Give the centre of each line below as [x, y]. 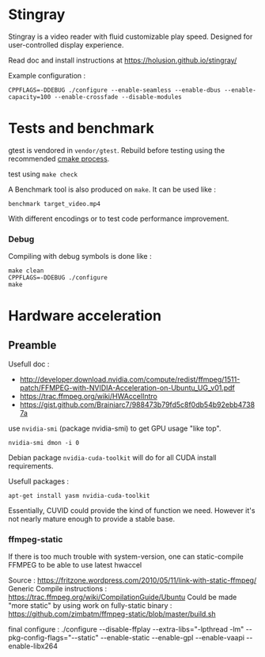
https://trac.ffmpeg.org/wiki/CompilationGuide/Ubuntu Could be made [123, 597]
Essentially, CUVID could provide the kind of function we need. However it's [132, 511]
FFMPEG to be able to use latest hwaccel [75, 565]
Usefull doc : [29, 364]
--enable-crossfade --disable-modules [118, 97]
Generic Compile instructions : [58, 589]
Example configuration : [47, 75]
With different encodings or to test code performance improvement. [119, 218]
